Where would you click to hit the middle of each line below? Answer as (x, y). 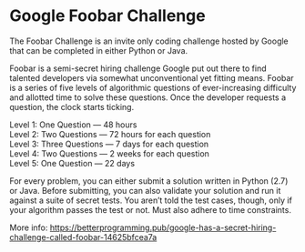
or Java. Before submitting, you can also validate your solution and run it (145, 190)
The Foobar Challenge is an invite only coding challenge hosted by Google (149, 41)
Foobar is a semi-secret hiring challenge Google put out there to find (138, 68)
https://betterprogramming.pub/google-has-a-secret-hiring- (163, 227)
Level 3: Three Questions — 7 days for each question (109, 144)
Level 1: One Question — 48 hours (73, 125)
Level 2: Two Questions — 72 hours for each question (110, 134)
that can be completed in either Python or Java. (99, 50)
